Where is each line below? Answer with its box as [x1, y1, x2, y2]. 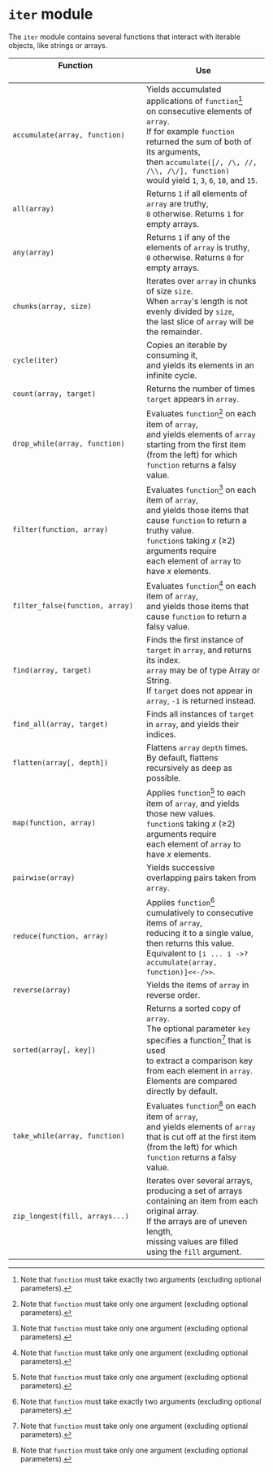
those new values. [145, 808, 216, 819]
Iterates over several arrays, [145, 1174, 253, 1186]
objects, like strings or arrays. [8, 40, 108, 50]
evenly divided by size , [145, 306, 235, 317]
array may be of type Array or [145, 664, 260, 676]
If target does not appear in [145, 685, 253, 696]
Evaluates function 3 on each [145, 482, 257, 495]
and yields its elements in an [145, 359, 254, 371]
